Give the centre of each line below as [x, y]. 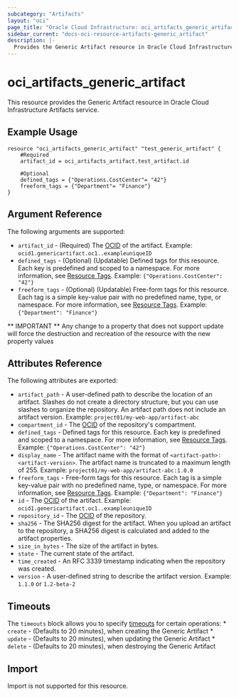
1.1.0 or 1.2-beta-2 [47, 584]
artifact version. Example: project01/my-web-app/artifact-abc [108, 417]
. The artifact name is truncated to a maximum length [153, 463]
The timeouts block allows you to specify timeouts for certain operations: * [117, 624]
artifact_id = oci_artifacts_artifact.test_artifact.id [105, 161]
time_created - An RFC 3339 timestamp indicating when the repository [121, 561]
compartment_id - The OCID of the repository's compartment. [107, 424]
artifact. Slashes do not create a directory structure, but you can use [118, 402]
